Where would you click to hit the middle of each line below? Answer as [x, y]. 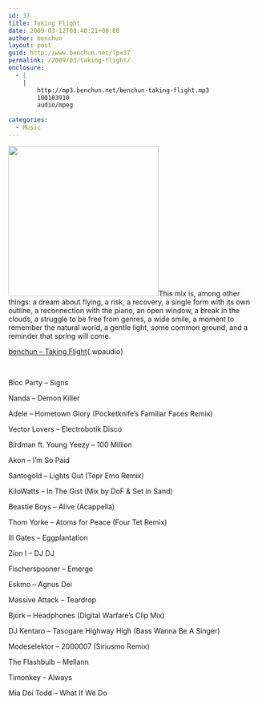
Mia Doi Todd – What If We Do [58, 693]
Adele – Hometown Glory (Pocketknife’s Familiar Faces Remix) [111, 413]
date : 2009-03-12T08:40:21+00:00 [64, 30]
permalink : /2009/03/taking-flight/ [69, 61]
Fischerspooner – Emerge [51, 569]
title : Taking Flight [44, 23]
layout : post [30, 46]
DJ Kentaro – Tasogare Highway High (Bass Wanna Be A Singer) [114, 630]
